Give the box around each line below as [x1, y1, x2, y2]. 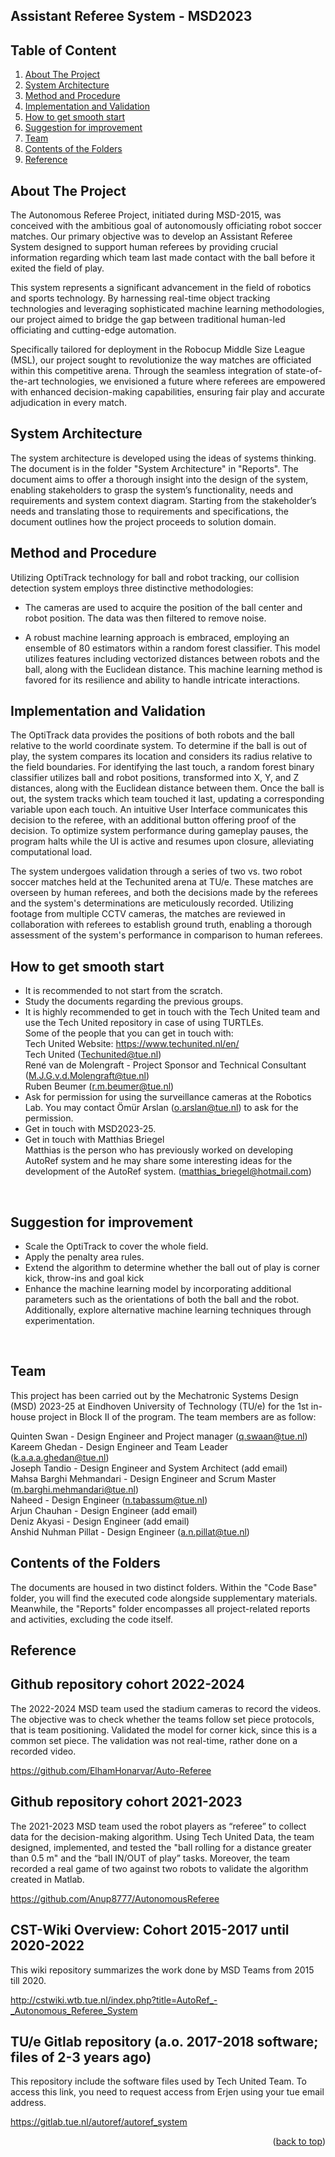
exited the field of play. [10, 262, 105, 274]
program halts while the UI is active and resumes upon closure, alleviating [10, 835, 315, 848]
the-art [10, 375, 40, 388]
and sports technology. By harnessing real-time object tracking [10, 292, 271, 304]
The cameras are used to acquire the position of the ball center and [24, 601, 303, 613]
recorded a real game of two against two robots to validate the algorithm [10, 1862, 309, 1874]
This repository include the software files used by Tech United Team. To [10, 2075, 307, 2088]
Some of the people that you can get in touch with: [24, 1027, 234, 1039]
